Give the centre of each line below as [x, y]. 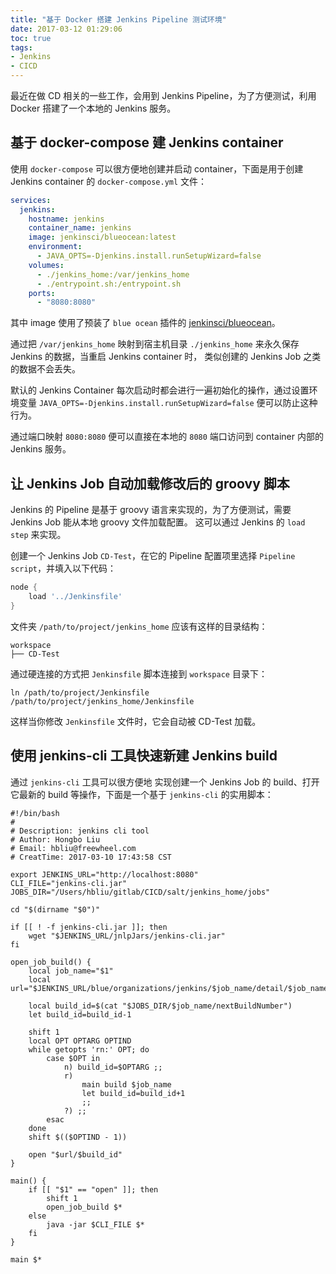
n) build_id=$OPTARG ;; [113, 1067]
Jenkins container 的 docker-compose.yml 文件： [109, 181]
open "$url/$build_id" [75, 1154]
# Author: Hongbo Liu [55, 839]
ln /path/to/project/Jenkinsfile [80, 692]
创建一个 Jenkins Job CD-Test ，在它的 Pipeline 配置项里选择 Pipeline [153, 556]
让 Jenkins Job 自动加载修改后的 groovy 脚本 [150, 483]
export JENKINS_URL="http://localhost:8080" [104, 874]
